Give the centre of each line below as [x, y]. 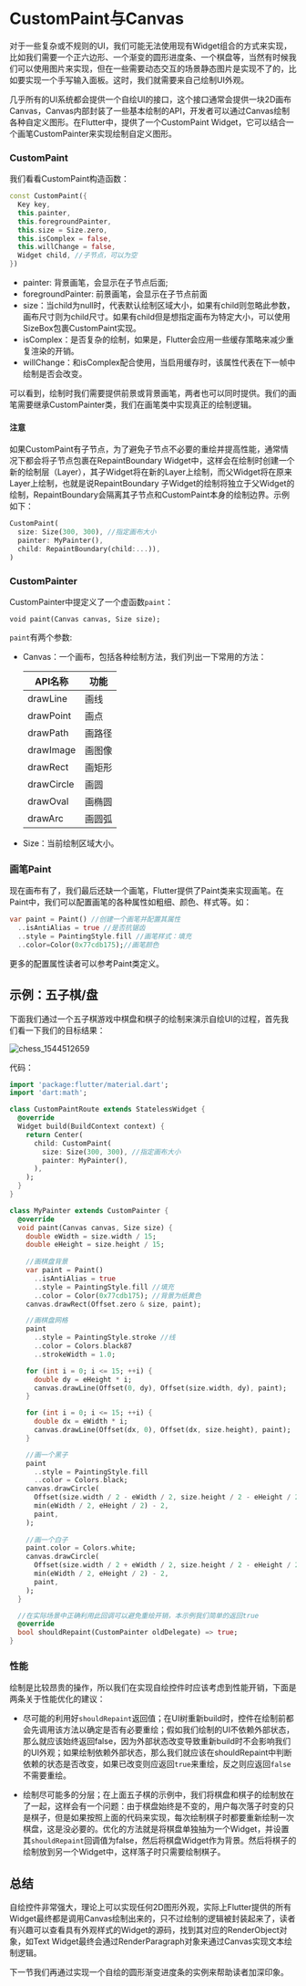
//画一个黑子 [47, 1455]
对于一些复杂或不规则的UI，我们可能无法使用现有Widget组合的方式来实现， [151, 46]
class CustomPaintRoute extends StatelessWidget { [107, 1110]
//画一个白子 [47, 1540]
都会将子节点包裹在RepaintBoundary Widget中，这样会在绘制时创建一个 [160, 461]
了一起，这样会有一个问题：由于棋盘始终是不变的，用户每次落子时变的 [154, 1806]
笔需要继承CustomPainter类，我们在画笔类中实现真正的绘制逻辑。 [133, 405]
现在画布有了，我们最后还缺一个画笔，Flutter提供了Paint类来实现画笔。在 [147, 891]
